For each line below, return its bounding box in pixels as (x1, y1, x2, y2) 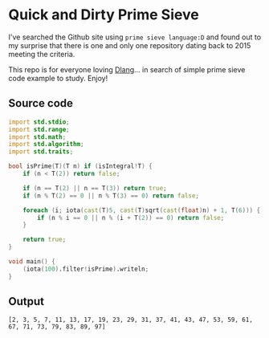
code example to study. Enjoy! (8, 73, 108, 83)
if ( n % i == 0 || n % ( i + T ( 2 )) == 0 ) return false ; (37, 214, 225, 222)
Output (8, 295, 44, 308)
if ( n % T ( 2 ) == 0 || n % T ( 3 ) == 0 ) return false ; (22, 191, 199, 200)
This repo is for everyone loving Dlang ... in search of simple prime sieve (8, 64, 246, 74)
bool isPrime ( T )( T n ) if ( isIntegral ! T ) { (8, 162, 153, 170)
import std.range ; (8, 125, 70, 133)
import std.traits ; (8, 148, 74, 156)
